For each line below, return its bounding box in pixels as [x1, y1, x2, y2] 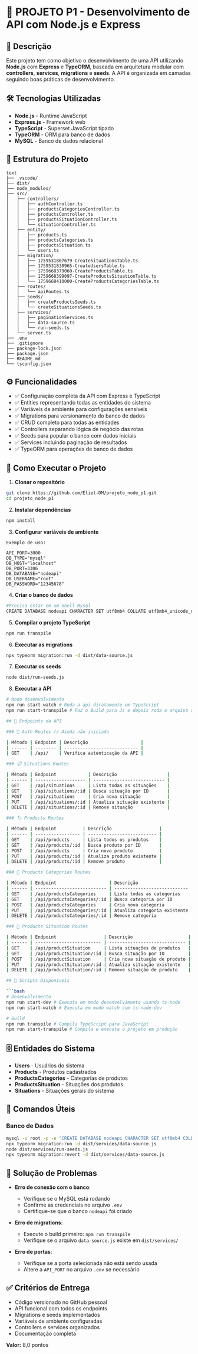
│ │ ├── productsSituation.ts [6, 242, 91, 248]
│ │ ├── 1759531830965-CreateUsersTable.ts [6, 262, 126, 269]
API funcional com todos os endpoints [14, 1304, 107, 1312]
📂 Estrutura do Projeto [6, 155, 88, 165]
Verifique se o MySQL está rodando [23, 1195, 111, 1202]
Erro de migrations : [14, 1219, 63, 1226]
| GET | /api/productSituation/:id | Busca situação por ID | [6, 951, 192, 957]
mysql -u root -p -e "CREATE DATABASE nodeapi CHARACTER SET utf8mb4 [6, 1135, 181, 1141]
